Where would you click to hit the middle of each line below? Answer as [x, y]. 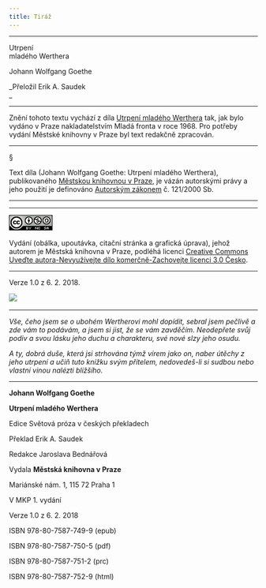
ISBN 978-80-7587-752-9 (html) [62, 576]
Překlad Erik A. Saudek [46, 439]
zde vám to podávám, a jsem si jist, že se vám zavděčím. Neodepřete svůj [130, 330]
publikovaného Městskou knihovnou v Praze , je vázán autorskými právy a [128, 181]
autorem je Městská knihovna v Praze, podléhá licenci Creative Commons [129, 251]
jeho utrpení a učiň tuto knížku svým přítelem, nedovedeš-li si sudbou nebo [132, 361]
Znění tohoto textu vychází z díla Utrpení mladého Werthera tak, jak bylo [126, 118]
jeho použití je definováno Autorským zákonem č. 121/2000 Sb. [111, 189]
